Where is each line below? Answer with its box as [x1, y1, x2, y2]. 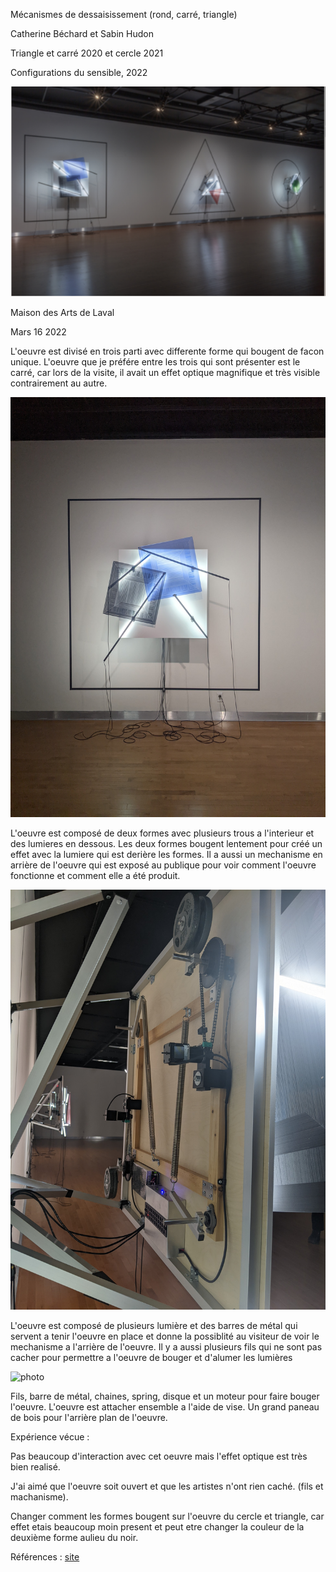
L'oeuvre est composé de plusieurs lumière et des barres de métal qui [10, 1320, 298, 1331]
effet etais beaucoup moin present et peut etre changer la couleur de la [10, 1521, 305, 1533]
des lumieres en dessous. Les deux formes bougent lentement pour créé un [10, 838, 323, 849]
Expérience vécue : [10, 1431, 90, 1443]
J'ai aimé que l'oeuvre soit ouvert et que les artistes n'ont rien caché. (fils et [10, 1480, 324, 1492]
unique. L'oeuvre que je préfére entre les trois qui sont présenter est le [10, 356, 301, 368]
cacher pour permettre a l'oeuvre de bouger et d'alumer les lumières [10, 1352, 293, 1363]
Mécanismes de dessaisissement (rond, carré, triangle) [10, 9, 238, 20]
